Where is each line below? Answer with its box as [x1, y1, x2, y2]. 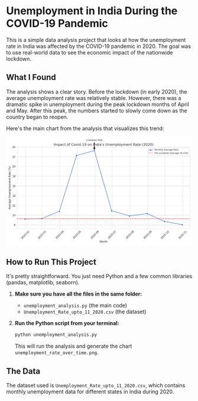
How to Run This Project [6, 256, 96, 267]
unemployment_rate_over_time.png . [14, 349, 99, 356]
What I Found [6, 72, 56, 82]
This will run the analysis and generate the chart [14, 342, 132, 350]
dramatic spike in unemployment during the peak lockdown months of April [6, 101, 189, 108]
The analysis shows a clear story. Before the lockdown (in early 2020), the [6, 88, 187, 95]
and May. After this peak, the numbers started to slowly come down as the [6, 107, 187, 114]
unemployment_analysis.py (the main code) [23, 302, 128, 309]
